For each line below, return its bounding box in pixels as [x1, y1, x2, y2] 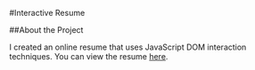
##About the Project [9, 25, 84, 35]
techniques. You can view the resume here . [9, 51, 169, 61]
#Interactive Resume [9, 8, 86, 18]
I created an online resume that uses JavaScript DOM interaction [9, 42, 247, 52]
